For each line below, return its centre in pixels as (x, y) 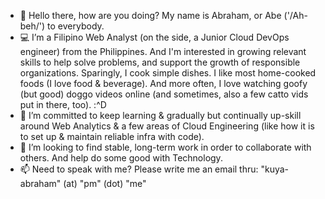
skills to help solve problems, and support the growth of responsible (160, 62)
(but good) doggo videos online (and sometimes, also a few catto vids (164, 94)
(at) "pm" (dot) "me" (105, 183)
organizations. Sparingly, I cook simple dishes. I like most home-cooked (168, 73)
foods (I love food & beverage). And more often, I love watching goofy (163, 83)
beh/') (32, 26)
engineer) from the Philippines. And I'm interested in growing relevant (163, 51)
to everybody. (76, 26)
